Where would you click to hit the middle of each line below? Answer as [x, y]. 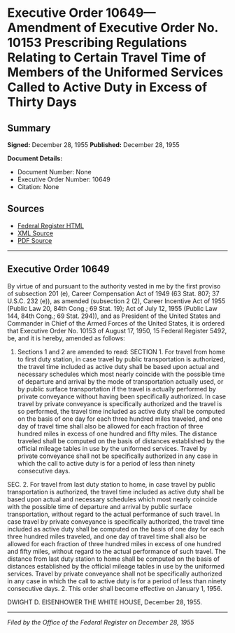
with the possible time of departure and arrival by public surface [100, 506]
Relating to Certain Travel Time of [107, 58]
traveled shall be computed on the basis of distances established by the [121, 441]
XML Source [35, 233]
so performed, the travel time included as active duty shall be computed [121, 411]
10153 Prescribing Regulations [97, 43]
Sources [26, 209]
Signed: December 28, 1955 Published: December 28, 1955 [93, 145]
